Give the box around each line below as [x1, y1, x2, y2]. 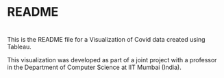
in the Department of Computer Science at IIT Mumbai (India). [7, 63, 182, 72]
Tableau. [7, 42, 32, 51]
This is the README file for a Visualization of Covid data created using [7, 36, 206, 44]
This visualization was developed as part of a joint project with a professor [7, 56, 217, 64]
